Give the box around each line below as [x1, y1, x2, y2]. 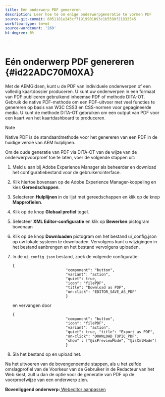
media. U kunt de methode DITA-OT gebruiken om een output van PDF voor [5, 109, 160, 115]
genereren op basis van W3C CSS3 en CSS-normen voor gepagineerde [5, 104, 152, 110]
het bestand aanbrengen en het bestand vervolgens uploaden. [12, 244, 140, 250]
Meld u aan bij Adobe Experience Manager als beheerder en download [12, 164, 157, 170]
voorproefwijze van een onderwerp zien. [5, 377, 88, 383]
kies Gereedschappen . [12, 184, 60, 190]
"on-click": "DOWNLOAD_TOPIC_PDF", [65, 334, 139, 339]
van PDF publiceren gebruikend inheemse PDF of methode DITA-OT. [5, 94, 145, 99]
